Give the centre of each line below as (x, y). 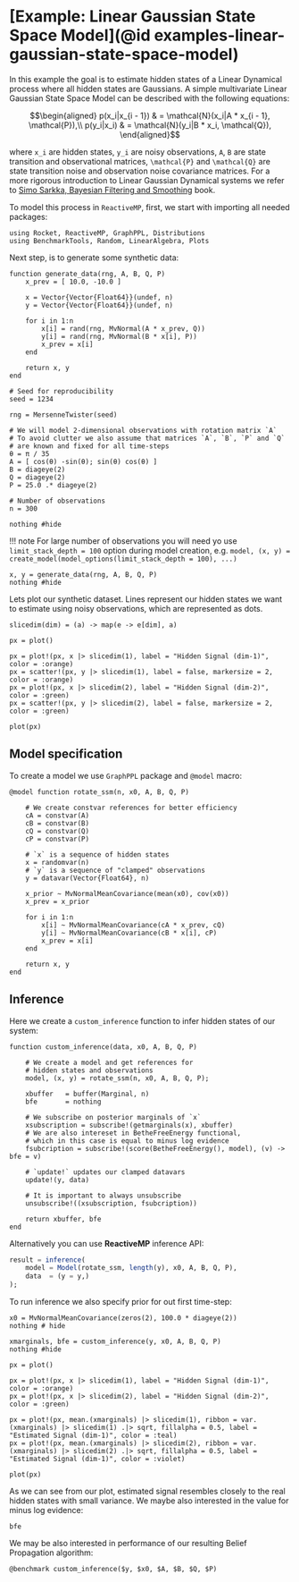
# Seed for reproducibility (62, 391)
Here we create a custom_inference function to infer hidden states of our (142, 1020)
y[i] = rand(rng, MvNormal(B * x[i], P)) (120, 336)
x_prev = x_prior (58, 901)
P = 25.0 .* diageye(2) (54, 485)
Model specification (66, 754)
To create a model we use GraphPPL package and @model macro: (126, 775)
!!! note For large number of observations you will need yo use (124, 541)
